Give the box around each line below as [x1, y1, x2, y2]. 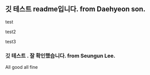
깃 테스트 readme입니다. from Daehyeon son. [5, 5, 146, 14]
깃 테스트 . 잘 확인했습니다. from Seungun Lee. [5, 52, 116, 59]
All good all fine [5, 64, 38, 70]
